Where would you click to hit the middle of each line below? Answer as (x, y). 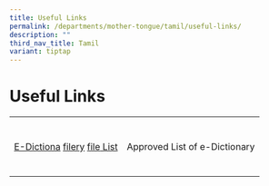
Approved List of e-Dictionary (191, 147)
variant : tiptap (40, 52)
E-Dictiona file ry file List (66, 147)
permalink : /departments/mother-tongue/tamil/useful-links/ (126, 26)
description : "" (40, 34)
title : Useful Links (49, 18)
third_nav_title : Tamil (55, 43)
